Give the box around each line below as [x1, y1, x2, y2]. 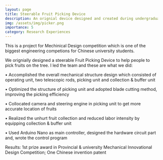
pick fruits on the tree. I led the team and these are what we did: [5, 62, 133, 68]
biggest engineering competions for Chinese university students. [5, 48, 135, 54]
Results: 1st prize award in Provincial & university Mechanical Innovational [5, 145, 152, 150]
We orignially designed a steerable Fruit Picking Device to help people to [5, 58, 150, 63]
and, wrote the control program [5, 135, 68, 141]
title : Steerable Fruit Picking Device [5, 12, 86, 16]
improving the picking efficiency [5, 91, 69, 97]
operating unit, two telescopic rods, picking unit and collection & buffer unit [5, 77, 155, 83]
